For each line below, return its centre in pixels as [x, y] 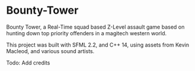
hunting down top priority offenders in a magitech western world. [86, 33]
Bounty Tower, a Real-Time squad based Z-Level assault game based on [95, 27]
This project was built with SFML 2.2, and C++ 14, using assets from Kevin [98, 45]
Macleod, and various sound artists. [50, 51]
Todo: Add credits [28, 63]
